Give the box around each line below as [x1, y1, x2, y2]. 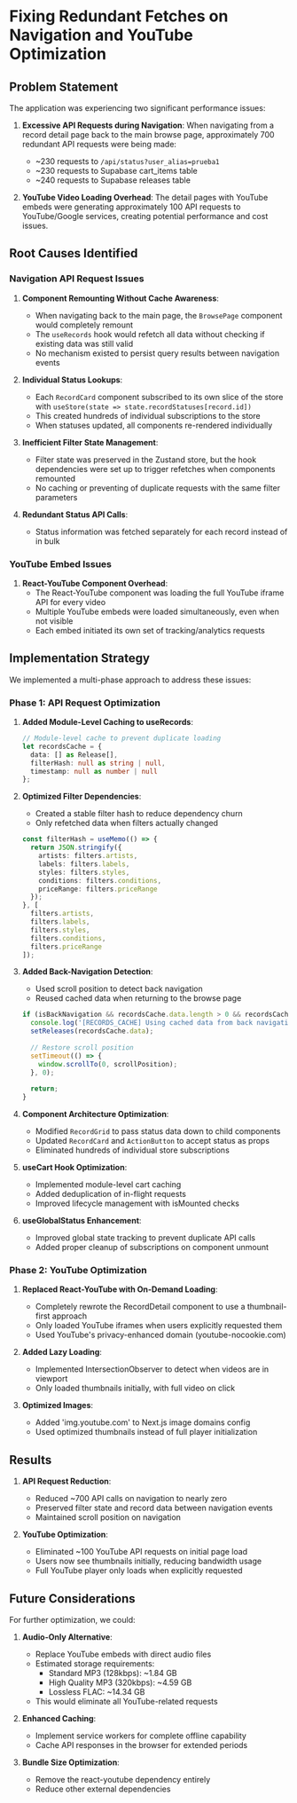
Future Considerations [9, 1591, 136, 1606]
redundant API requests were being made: [21, 139, 177, 149]
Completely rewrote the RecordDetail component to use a [35, 1302, 246, 1312]
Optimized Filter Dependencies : [21, 791, 142, 802]
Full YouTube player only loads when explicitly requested [35, 1565, 243, 1576]
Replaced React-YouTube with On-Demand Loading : [21, 1284, 218, 1295]
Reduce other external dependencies [35, 1783, 171, 1794]
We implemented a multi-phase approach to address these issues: [9, 674, 252, 685]
